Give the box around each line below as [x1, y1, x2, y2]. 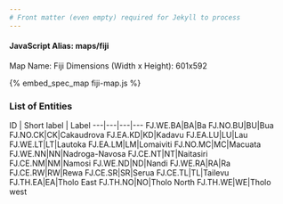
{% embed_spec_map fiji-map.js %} [9, 78, 141, 88]
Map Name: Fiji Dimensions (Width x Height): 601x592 [9, 60, 207, 71]
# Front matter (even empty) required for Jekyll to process [9, 12, 241, 22]
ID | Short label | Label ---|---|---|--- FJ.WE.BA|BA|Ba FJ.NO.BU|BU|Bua [9, 120, 274, 131]
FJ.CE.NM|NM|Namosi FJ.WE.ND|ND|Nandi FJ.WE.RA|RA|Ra [9, 158, 231, 169]
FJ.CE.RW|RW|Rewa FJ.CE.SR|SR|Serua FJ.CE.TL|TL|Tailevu [9, 167, 230, 178]
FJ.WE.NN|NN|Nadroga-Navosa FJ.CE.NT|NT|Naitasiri [9, 149, 208, 159]
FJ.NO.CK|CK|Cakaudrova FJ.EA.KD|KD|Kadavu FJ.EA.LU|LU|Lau [9, 130, 248, 141]
